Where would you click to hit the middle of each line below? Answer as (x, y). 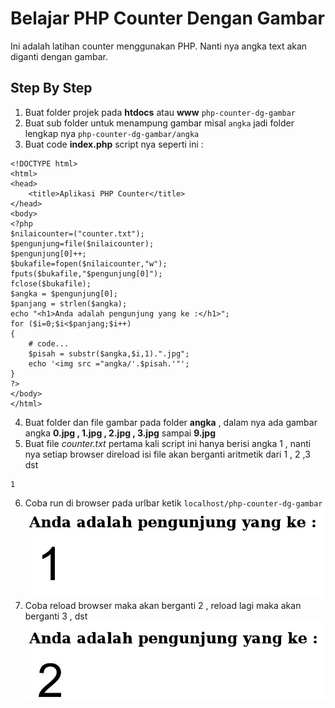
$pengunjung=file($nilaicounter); (82, 243)
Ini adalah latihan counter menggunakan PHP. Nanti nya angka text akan (159, 46)
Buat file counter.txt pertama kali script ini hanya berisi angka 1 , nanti (168, 443)
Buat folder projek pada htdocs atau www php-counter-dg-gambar (160, 112)
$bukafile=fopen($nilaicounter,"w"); (89, 263)
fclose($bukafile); (51, 283)
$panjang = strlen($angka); (69, 303)
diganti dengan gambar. (59, 56)
